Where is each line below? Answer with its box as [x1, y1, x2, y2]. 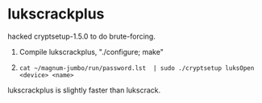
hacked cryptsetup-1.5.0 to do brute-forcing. [7, 31, 156, 41]
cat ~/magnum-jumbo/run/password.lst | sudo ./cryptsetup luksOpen [19, 64, 255, 72]
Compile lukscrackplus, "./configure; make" [19, 47, 164, 56]
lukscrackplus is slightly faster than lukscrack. [7, 85, 161, 95]
